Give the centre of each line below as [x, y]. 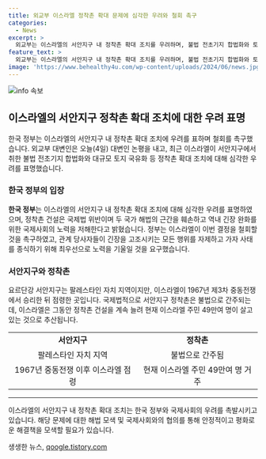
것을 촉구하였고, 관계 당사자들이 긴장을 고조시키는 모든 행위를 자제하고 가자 [123, 239]
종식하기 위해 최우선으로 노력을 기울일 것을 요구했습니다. [103, 248]
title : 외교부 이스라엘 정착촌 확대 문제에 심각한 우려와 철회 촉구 [103, 15]
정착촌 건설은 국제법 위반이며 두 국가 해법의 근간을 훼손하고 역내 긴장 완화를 [141, 219]
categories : [28, 23]
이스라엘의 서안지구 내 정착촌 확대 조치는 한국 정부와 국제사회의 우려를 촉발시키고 [133, 410]
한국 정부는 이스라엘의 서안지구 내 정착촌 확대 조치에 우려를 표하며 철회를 [120, 138]
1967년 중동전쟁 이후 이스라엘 [68, 370]
